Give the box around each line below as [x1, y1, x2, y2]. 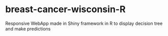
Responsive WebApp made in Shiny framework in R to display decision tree [5, 20, 163, 26]
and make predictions [5, 25, 51, 31]
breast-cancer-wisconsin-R [5, 4, 126, 15]
